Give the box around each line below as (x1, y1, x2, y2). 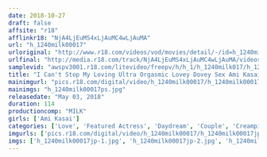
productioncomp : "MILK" (8, 108, 87, 116)
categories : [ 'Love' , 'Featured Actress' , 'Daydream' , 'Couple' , (8, 122, 229, 130)
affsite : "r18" (8, 26, 59, 34)
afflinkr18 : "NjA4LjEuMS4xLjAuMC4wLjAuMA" (8, 33, 151, 42)
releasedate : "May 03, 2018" (8, 93, 105, 101)
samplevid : (8, 63, 44, 71)
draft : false (8, 19, 52, 27)
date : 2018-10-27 (8, 11, 66, 20)
